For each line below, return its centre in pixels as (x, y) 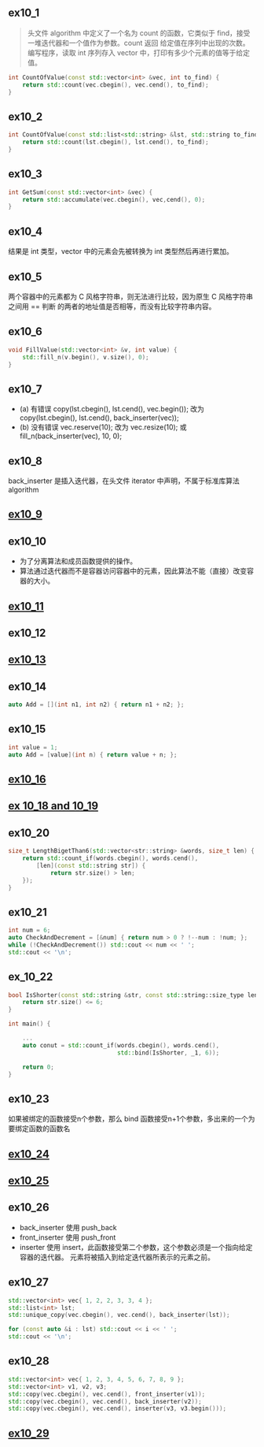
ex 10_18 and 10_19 (53, 806)
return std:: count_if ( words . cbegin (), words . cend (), (110, 858)
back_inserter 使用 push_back (68, 1227)
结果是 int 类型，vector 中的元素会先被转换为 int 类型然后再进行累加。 (121, 251)
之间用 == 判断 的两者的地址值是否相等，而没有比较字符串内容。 (112, 306)
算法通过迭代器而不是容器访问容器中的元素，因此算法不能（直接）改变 (133, 571)
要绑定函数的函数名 (39, 1129)
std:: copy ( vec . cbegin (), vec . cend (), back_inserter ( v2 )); (105, 1401)
